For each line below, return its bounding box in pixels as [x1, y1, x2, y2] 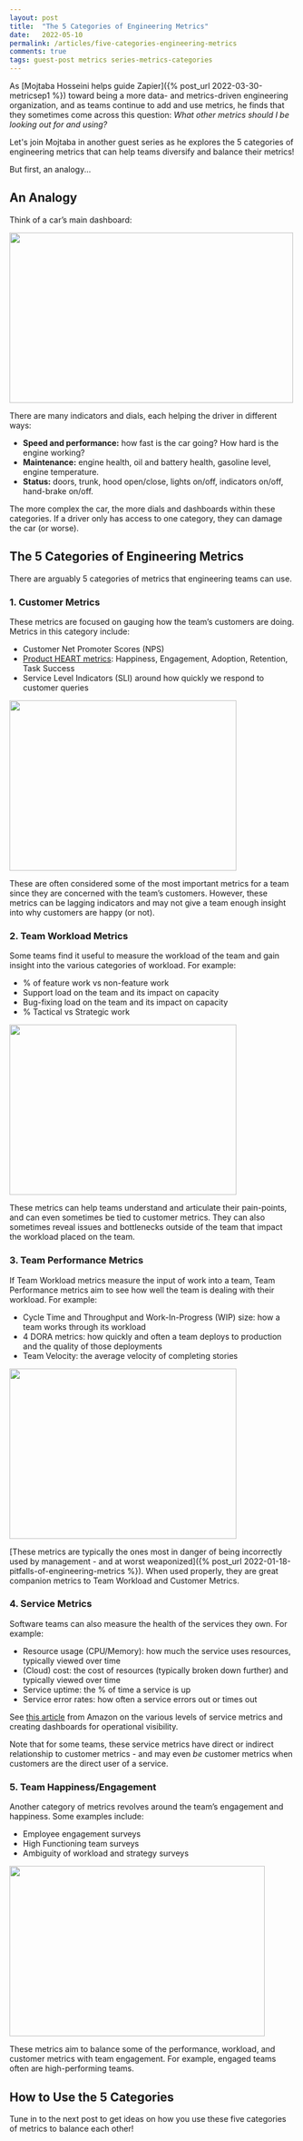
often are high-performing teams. [9, 2063, 134, 2074]
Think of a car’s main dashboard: [9, 214, 132, 225]
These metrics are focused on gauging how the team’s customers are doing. [9, 616, 295, 627]
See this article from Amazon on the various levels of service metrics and [9, 1711, 283, 1722]
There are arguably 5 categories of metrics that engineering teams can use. [9, 573, 292, 584]
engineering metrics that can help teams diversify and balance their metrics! [9, 146, 295, 157]
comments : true [9, 47, 67, 56]
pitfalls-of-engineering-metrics [9, 1565, 125, 1576]
